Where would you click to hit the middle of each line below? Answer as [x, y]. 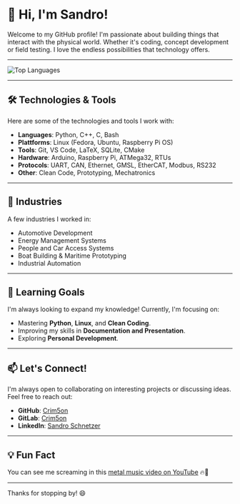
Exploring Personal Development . [68, 338]
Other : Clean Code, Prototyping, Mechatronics [86, 172]
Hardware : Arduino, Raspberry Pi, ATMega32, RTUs [94, 157]
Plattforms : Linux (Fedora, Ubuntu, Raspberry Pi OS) [95, 142]
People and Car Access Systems [66, 248]
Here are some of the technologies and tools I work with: [91, 121]
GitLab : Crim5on [42, 418]
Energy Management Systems [62, 240]
